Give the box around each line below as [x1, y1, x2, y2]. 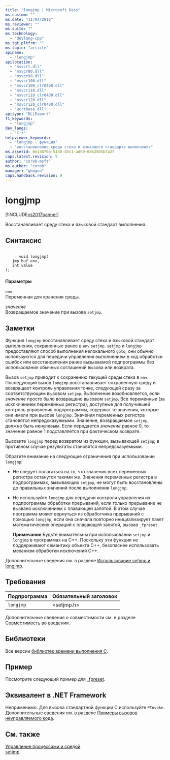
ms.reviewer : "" [5, 21, 40, 27]
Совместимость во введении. [5, 620, 70, 626]
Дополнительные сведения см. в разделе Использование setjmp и [5, 558, 151, 564]
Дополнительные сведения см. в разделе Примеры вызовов [5, 710, 138, 716]
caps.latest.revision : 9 [5, 154, 58, 159]
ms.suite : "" [5, 26, 33, 32]
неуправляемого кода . [5, 715, 55, 721]
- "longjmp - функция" [10, 140, 58, 145]
